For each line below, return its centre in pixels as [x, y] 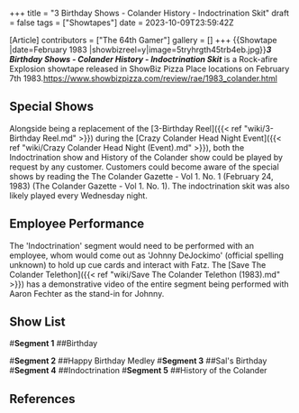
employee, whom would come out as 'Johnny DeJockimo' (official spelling [146, 255]
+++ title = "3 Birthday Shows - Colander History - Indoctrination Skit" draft [149, 13]
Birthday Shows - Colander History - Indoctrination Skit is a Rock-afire [144, 59]
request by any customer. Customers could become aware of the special [144, 167]
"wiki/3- [259, 128]
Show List [37, 322]
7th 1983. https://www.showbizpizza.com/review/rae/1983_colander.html [143, 78]
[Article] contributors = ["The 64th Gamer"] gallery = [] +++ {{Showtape [143, 40]
